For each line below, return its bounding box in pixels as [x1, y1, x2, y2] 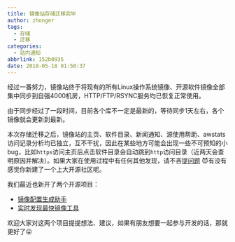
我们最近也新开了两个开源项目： [7, 180, 99, 188]
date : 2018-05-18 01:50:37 [7, 62, 86, 69]
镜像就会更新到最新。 [7, 115, 69, 123]
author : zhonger [7, 17, 55, 24]
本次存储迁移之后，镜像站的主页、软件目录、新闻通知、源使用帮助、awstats [7, 130, 226, 138]
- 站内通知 [13, 50, 41, 57]
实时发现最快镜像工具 [17, 203, 79, 212]
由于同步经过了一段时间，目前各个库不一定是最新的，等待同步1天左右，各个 [7, 106, 225, 114]
